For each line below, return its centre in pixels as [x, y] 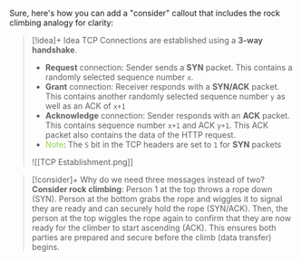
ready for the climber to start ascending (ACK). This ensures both [154, 227]
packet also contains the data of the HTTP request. [141, 135]
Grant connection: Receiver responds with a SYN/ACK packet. [162, 87]
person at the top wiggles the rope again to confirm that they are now [161, 218]
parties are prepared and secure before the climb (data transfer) [151, 237]
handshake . [54, 50]
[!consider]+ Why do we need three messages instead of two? [148, 179]
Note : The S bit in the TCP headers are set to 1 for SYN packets [163, 145]
